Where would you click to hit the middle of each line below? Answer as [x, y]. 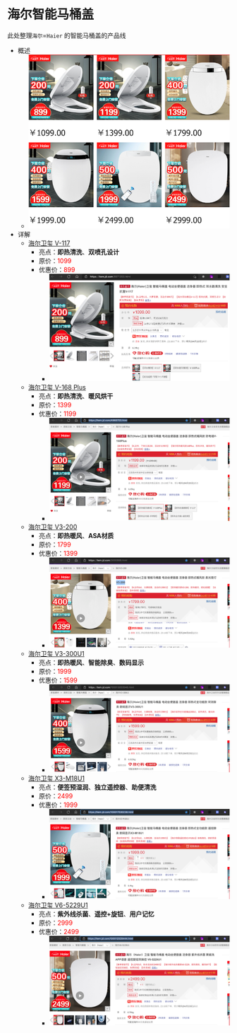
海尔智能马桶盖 [51, 14]
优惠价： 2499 [59, 932]
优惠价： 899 [57, 270]
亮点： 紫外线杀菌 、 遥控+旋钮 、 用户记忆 [96, 914]
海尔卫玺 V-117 [49, 243]
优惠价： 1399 [58, 553]
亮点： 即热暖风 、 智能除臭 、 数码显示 [91, 663]
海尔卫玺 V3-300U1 [56, 654]
